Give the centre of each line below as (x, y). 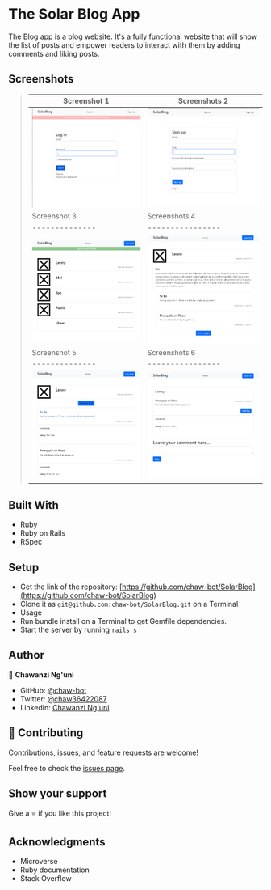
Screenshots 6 (171, 352)
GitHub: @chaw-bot (53, 690)
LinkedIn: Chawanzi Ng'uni (65, 707)
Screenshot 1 (86, 101)
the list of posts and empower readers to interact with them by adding (124, 44)
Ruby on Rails (43, 533)
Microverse (39, 862)
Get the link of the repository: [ (71, 587)
